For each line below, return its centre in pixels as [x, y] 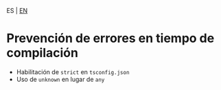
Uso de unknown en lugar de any [60, 79]
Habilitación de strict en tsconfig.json [73, 71]
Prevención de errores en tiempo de [110, 38]
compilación [42, 53]
